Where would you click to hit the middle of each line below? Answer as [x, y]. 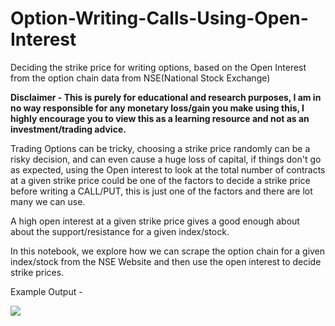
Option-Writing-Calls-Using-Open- [159, 18]
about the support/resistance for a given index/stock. [120, 231]
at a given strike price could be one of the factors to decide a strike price [160, 180]
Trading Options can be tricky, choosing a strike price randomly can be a [160, 148]
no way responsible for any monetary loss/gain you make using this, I [157, 108]
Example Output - [46, 291]
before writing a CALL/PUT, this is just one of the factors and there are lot [161, 191]
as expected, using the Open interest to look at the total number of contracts [168, 169]
